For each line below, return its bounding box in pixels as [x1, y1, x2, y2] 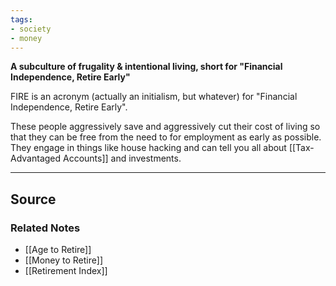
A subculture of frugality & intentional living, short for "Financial [10, 61, 283, 73]
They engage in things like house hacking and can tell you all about [10, 142, 287, 154]
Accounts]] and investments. [63, 152, 182, 165]
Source [10, 191, 57, 208]
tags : [10, 14, 33, 25]
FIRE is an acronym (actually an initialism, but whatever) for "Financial [10, 91, 298, 103]
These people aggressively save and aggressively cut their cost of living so [10, 121, 321, 133]
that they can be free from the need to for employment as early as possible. [10, 131, 322, 143]
